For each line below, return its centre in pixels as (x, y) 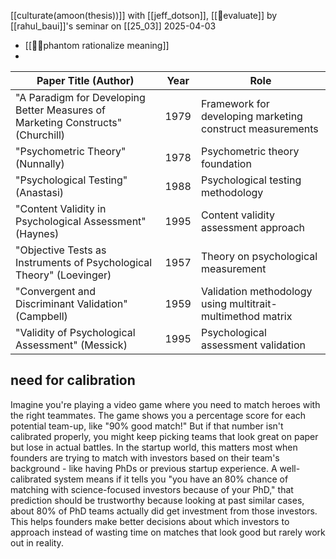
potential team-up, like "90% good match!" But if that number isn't (147, 426)
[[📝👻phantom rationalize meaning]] (97, 45)
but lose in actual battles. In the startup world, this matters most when (154, 447)
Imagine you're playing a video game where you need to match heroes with (165, 404)
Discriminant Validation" (71, 303)
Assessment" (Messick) (71, 345)
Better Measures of (60, 110)
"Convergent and (56, 291)
